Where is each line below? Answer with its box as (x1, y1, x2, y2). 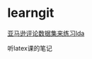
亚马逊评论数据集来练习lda (7, 29, 85, 37)
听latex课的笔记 (7, 44, 53, 52)
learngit (7, 5, 54, 21)
